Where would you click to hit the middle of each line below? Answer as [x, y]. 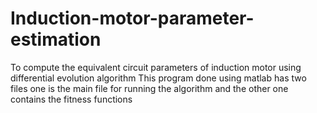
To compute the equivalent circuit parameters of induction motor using [156, 67]
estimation [56, 39]
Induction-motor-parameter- [132, 18]
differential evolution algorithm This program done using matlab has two [158, 78]
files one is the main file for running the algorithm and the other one [149, 88]
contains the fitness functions [71, 99]
